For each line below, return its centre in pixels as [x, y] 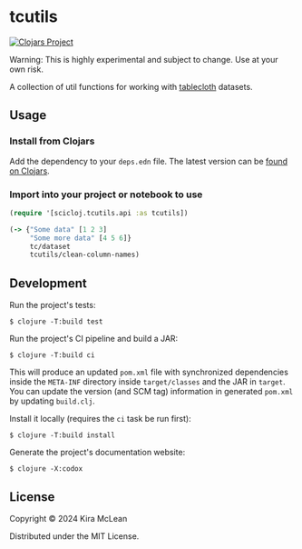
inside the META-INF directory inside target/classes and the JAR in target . [147, 382]
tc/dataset [50, 246]
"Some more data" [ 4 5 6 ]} [80, 238]
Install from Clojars [52, 141]
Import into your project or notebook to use [106, 195]
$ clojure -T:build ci [52, 355]
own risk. [26, 69]
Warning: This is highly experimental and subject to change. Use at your [144, 59]
